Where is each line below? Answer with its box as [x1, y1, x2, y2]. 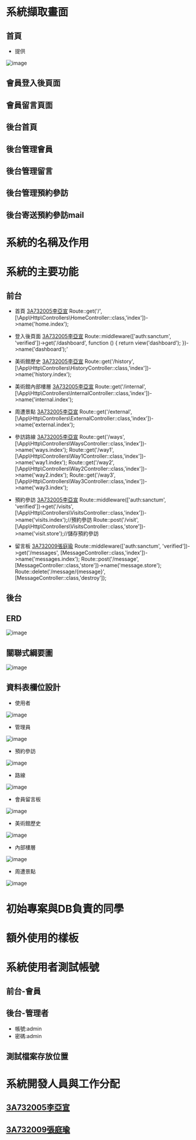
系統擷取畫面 [6, 5, 69, 19]
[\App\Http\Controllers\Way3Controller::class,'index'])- [14, 477, 148, 484]
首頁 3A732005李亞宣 [14, 307, 68, 314]
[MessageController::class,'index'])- [60, 549, 148, 556]
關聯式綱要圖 [6, 648, 53, 658]
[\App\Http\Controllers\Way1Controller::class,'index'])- [14, 452, 146, 460]
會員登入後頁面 [6, 78, 61, 88]
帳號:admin [14, 1025, 43, 1032]
